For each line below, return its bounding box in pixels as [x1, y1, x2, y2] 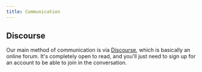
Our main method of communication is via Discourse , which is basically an [6, 46, 191, 54]
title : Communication [6, 8, 61, 15]
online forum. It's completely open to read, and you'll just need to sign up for [6, 53, 196, 60]
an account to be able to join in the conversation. [6, 59, 127, 66]
